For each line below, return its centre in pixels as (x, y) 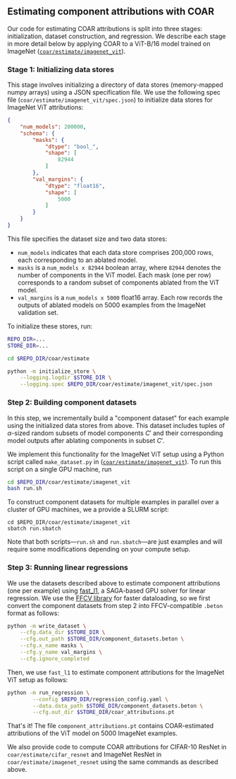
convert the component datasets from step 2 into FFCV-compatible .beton (115, 605)
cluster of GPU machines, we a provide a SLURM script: (88, 510)
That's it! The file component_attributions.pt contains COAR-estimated (111, 726)
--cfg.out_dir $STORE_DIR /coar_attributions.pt (104, 713)
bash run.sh (25, 489)
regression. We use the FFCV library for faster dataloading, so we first (109, 598)
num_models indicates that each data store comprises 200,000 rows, (115, 252)
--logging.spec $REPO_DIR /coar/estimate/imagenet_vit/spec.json (116, 384)
